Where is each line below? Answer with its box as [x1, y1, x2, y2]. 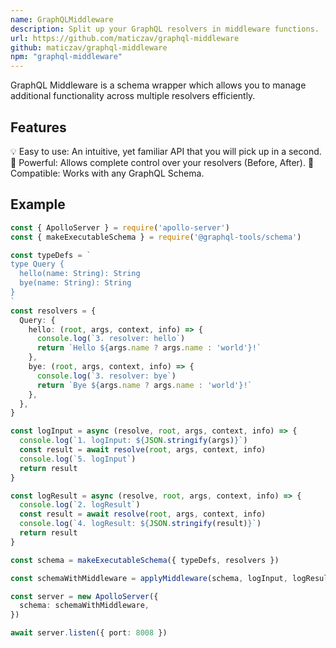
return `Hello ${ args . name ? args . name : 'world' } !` [36, 343, 262, 353]
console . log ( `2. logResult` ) [19, 500, 141, 510]
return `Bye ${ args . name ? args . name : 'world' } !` [36, 380, 253, 390]
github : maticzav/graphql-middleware [10, 42, 168, 53]
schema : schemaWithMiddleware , [19, 601, 150, 611]
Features [10, 119, 67, 136]
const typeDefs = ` [10, 250, 92, 260]
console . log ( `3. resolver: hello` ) [36, 334, 186, 344]
